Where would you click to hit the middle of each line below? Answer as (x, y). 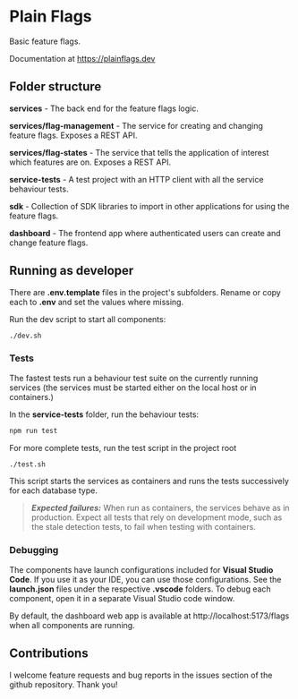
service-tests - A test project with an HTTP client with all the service (136, 179)
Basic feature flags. (45, 41)
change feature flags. (49, 243)
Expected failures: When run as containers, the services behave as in (160, 508)
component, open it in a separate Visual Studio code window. (122, 598)
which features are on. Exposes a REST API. (90, 162)
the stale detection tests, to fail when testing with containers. (144, 527)
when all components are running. (72, 625)
